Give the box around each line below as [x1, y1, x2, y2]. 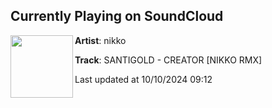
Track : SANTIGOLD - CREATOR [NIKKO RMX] [74, 54, 263, 66]
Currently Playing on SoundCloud [10, 8, 224, 25]
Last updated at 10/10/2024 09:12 [74, 73, 213, 85]
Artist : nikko [74, 34, 127, 46]
